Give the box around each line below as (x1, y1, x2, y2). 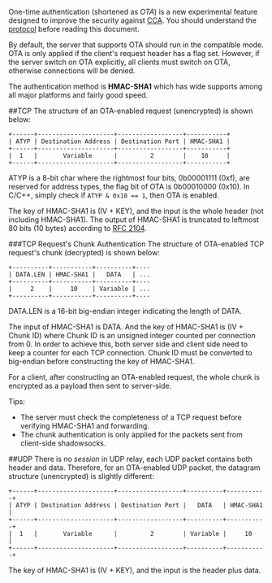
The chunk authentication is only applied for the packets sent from (19, 430, 244, 439)
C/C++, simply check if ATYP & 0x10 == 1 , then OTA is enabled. (8, 190, 219, 200)
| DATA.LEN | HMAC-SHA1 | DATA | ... (8, 271, 151, 279)
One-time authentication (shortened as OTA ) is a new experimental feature (8, 7, 258, 16)
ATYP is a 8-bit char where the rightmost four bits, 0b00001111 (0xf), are (8, 173, 250, 182)
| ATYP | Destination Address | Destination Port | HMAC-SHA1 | (8, 137, 231, 146)
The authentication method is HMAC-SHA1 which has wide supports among (8, 81, 263, 91)
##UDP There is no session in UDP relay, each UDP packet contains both (8, 455, 253, 463)
